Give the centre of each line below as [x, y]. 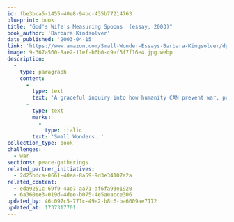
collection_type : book [40, 143]
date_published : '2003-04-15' [51, 40]
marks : [42, 117]
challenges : [24, 150]
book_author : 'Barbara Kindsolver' [59, 33]
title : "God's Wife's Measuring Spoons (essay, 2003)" [90, 26]
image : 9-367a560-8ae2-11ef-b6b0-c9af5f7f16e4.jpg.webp [90, 53]
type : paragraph [44, 72]
